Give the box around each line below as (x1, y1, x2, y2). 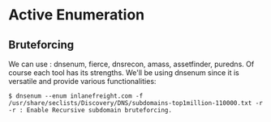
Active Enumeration (8, 6, 144, 24)
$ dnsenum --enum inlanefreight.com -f (8, 92, 144, 100)
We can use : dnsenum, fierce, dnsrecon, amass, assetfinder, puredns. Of (8, 59, 255, 69)
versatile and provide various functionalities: (8, 77, 157, 86)
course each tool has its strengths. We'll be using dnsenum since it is (8, 68, 239, 78)
